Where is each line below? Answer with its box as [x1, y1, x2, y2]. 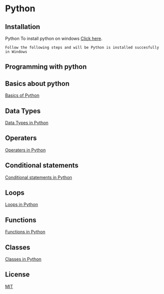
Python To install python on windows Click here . [5, 35, 103, 41]
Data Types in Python [5, 120, 49, 126]
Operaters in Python [5, 147, 46, 153]
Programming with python [5, 62, 87, 71]
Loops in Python [5, 202, 38, 207]
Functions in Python [5, 229, 46, 235]
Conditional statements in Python [5, 174, 72, 180]
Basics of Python [5, 92, 40, 98]
